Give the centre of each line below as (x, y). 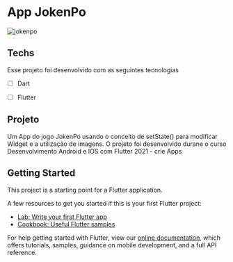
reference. (22, 252)
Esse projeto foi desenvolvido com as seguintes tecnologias (93, 69)
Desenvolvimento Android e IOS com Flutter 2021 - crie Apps (95, 151)
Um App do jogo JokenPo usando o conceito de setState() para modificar (112, 136)
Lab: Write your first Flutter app (62, 217)
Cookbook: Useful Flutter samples (66, 224)
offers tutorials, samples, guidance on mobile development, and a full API (112, 245)
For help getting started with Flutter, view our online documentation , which (114, 238)
